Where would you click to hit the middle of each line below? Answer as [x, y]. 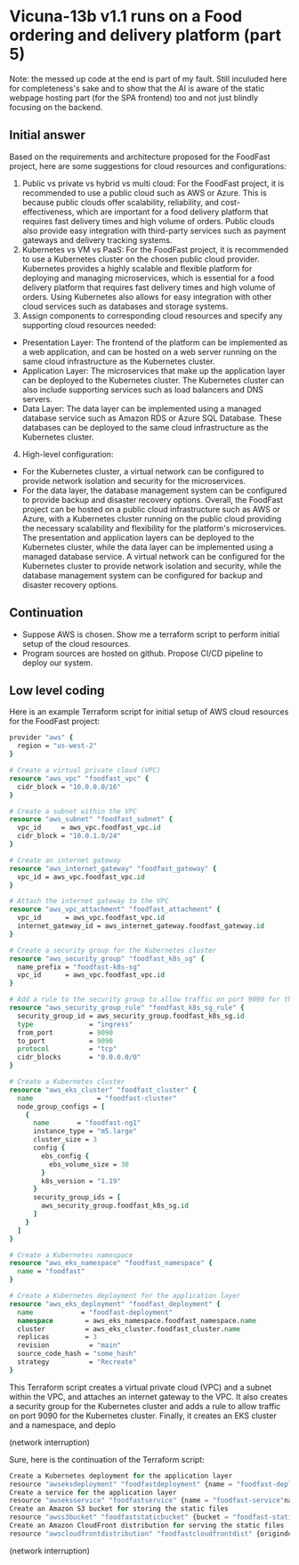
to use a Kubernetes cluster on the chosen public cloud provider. [141, 259]
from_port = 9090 [65, 1033]
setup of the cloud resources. [76, 643]
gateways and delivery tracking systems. [97, 240]
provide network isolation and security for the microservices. [134, 480]
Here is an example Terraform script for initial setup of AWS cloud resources [149, 712]
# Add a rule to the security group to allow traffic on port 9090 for [145, 1000]
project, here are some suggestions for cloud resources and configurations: [148, 165]
